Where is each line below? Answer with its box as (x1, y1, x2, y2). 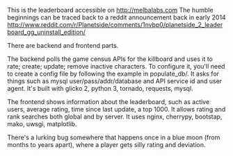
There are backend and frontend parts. (7, 42, 119, 49)
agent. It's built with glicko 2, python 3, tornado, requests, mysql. (7, 85, 193, 92)
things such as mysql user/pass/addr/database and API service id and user (7, 77, 223, 85)
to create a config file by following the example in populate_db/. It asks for (7, 69, 220, 78)
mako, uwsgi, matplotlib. (7, 120, 77, 128)
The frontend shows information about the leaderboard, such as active (7, 98, 210, 106)
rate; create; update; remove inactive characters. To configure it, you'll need (7, 62, 225, 70)
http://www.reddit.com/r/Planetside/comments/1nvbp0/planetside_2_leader (7, 21, 223, 28)
